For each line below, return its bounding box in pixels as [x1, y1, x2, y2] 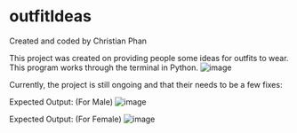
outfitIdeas [9, 6, 92, 27]
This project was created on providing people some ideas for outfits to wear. [9, 52, 289, 63]
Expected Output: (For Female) [9, 113, 122, 124]
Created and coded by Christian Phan [9, 35, 148, 46]
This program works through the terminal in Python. [9, 62, 198, 73]
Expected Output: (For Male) [9, 96, 114, 107]
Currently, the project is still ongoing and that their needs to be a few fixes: [9, 79, 283, 90]
